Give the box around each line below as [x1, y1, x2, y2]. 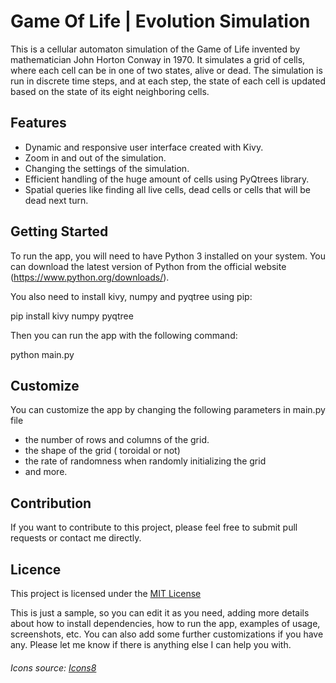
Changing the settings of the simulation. [24, 162, 190, 174]
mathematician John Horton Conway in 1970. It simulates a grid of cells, [10, 53, 306, 65]
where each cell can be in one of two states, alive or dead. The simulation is [10, 64, 323, 76]
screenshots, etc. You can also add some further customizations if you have [10, 628, 324, 640]
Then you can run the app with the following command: [10, 329, 238, 341]
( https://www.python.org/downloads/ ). [10, 271, 170, 283]
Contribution [10, 495, 92, 512]
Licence [10, 561, 62, 578]
